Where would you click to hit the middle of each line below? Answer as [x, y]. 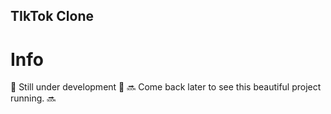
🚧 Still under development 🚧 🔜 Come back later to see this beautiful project [166, 87]
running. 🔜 [33, 98]
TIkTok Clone [52, 16]
